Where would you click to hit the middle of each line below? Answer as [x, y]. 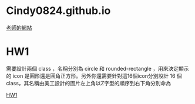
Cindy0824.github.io [58, 11]
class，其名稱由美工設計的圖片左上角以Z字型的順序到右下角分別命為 [89, 83]
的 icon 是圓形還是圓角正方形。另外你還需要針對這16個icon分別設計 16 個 [94, 76]
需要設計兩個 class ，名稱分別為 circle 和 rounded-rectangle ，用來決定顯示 [97, 68]
